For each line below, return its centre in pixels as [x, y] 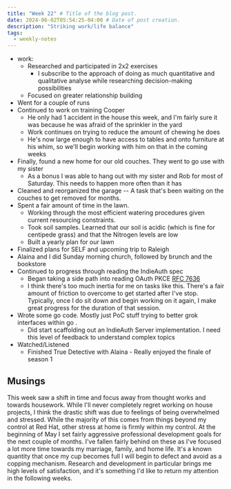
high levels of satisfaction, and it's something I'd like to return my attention [113, 470]
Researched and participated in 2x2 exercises [92, 66]
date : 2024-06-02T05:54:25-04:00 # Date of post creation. [94, 20]
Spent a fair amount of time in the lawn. [73, 206]
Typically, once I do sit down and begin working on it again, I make [122, 301]
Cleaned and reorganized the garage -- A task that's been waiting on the [120, 191]
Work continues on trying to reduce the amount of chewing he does [124, 132]
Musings [27, 381]
